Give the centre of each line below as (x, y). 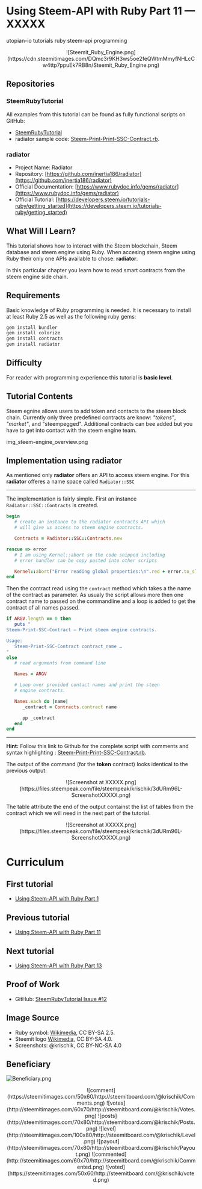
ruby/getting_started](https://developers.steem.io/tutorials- (88, 205)
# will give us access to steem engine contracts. (79, 528)
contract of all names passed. (43, 608)
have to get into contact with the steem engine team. (72, 430)
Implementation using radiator (64, 461)
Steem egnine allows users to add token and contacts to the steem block (96, 411)
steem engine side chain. (37, 276)
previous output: (26, 771)
